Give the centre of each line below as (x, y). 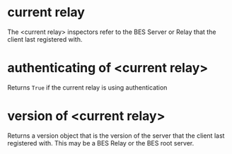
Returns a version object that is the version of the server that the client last (116, 136)
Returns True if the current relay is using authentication (87, 87)
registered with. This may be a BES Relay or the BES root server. (101, 143)
